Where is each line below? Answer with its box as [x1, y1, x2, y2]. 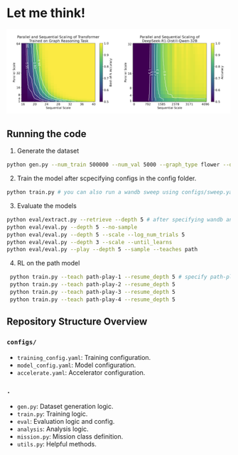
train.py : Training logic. [16, 410, 88, 418]
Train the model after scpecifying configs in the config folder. [16, 174, 197, 182]
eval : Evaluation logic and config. [16, 417, 115, 425]
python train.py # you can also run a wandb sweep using [6, 189, 179, 196]
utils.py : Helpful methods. [16, 439, 97, 448]
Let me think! [6, 5, 86, 21]
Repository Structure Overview [6, 316, 148, 328]
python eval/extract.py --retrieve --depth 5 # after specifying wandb [6, 216, 223, 223]
